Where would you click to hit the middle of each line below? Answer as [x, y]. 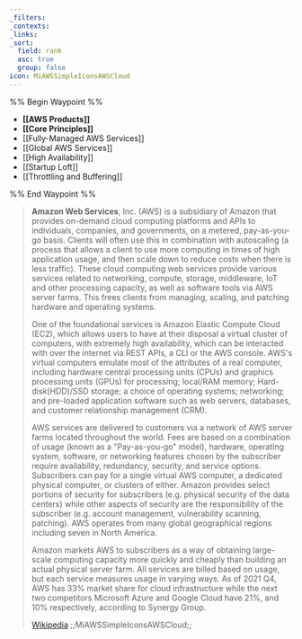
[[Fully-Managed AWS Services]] [83, 138]
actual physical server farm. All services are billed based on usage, [155, 569]
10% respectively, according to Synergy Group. [119, 607]
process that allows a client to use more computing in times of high [155, 249]
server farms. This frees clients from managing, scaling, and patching [160, 297]
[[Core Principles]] [58, 129]
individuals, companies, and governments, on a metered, [137, 230]
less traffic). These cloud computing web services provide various [154, 268]
